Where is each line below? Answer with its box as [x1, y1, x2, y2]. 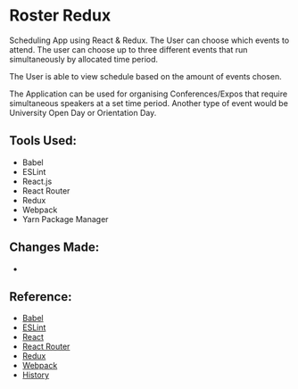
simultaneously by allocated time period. [9, 54, 159, 64]
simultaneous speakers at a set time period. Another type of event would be [9, 97, 288, 108]
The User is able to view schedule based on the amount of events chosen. [9, 70, 283, 81]
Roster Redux [9, 5, 112, 26]
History [21, 369, 50, 380]
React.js [21, 176, 53, 186]
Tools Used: [9, 133, 78, 148]
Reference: [9, 289, 72, 304]
